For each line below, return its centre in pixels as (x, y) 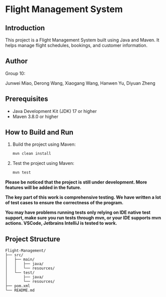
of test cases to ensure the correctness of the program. (64, 203)
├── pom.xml (18, 286)
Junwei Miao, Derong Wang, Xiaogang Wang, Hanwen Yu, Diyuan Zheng (80, 83)
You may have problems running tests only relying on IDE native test (78, 212)
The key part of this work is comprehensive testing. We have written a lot (83, 197)
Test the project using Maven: (43, 163)
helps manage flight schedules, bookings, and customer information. (76, 45)
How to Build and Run (39, 132)
